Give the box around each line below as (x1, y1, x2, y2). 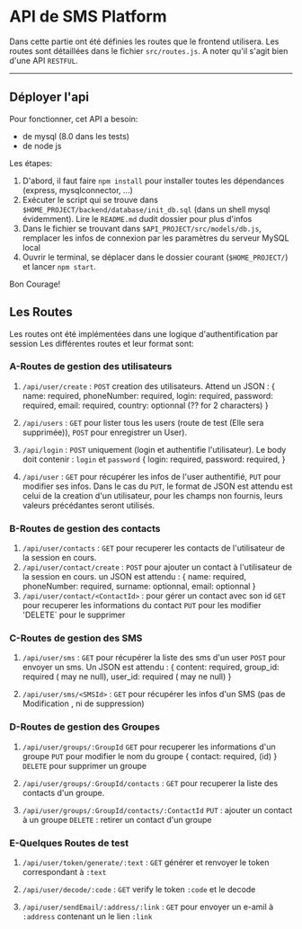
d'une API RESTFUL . (9, 55, 78, 66)
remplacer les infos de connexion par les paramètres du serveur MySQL (22, 232, 289, 243)
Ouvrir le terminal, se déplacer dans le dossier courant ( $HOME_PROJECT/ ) (22, 252, 289, 262)
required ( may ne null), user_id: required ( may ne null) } (22, 671, 232, 682)
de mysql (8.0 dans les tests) (22, 130, 130, 141)
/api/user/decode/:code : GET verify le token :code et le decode (22, 884, 256, 895)
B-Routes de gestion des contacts (9, 522, 161, 535)
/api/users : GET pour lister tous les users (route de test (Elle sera (22, 417, 264, 428)
